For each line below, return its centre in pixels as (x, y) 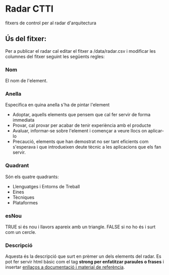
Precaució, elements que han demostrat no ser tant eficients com (80, 142)
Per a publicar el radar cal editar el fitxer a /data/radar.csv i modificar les (80, 51)
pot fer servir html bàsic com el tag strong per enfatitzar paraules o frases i (84, 262)
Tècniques (23, 197)
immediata (23, 120)
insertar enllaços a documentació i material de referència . (65, 267)
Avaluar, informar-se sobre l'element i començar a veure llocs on (80, 131)
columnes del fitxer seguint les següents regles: (55, 56)
